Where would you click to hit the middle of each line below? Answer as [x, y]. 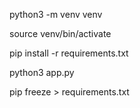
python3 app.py [42, 72]
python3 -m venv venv [56, 14]
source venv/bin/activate [60, 33]
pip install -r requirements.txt [69, 53]
